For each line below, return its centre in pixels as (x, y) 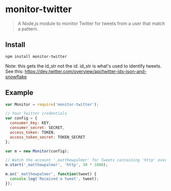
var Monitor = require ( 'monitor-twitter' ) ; (52, 104)
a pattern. (28, 28)
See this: (15, 71)
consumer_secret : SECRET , (37, 128)
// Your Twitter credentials (36, 114)
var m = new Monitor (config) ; (37, 151)
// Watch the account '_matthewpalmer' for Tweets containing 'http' (81, 160)
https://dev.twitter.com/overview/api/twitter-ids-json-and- (85, 71)
